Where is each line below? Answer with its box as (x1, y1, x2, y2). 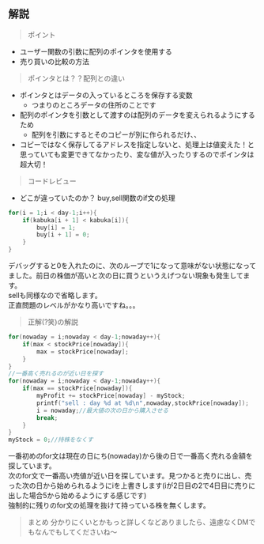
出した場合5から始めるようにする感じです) (8, 491, 147, 501)
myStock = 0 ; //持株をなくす (8, 436, 93, 444)
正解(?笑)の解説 (27, 317, 79, 327)
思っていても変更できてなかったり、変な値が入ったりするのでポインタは (19, 149, 255, 159)
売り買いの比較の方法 (19, 56, 89, 66)
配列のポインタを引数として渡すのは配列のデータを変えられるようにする (19, 110, 255, 119)
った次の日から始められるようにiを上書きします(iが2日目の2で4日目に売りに (8, 481, 256, 490)
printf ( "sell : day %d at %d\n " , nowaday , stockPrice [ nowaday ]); (36, 399, 249, 407)
